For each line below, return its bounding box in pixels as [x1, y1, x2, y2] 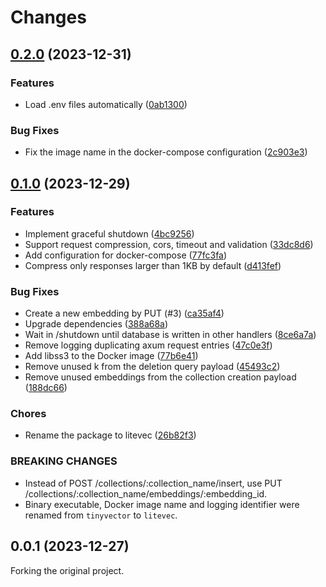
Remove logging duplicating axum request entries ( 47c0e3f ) [24, 339, 273, 351]
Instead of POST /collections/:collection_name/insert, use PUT [24, 477, 283, 489]
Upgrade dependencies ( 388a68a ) [24, 318, 169, 330]
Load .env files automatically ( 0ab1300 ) [24, 98, 188, 110]
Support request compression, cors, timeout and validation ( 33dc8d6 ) [24, 238, 314, 250]
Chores [10, 407, 47, 421]
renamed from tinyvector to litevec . [24, 509, 178, 521]
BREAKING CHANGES [10, 454, 118, 468]
